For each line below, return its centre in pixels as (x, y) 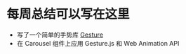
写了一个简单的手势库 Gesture (60, 35)
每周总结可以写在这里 (68, 14)
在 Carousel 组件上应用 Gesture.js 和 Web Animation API (98, 43)
